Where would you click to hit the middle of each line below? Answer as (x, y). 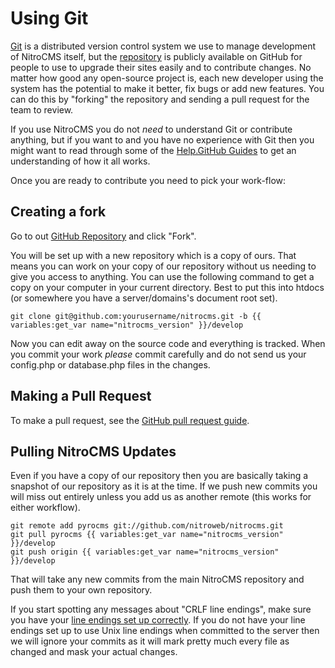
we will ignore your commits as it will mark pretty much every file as (150, 641)
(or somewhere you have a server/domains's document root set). (144, 298)
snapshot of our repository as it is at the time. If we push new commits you (164, 486)
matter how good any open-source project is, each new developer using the (167, 78)
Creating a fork (58, 212)
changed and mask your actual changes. (94, 652)
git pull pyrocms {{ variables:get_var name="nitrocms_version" (147, 535)
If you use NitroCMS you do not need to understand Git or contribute (151, 129)
